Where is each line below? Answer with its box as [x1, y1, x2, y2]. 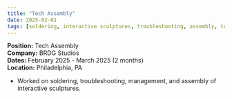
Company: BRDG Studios [7, 49, 79, 57]
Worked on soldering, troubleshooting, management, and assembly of [17, 77, 216, 85]
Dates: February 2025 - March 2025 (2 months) [7, 56, 144, 65]
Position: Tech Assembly [7, 42, 79, 50]
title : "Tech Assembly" [7, 10, 76, 17]
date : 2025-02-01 [7, 16, 57, 23]
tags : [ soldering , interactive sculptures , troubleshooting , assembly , [7, 23, 217, 30]
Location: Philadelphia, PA [7, 63, 83, 72]
